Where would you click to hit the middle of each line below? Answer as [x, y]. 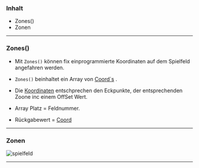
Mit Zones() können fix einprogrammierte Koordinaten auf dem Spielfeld [102, 61]
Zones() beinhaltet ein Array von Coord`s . [66, 79]
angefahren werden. [39, 67]
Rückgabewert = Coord [43, 119]
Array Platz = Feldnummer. [47, 108]
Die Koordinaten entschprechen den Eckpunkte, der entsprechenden [99, 91]
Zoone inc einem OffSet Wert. [51, 96]
